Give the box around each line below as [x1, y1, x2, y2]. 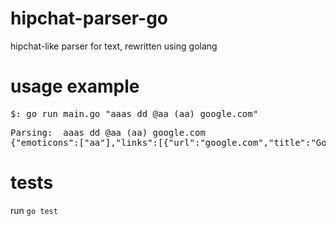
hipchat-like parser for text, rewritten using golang [10, 40, 218, 52]
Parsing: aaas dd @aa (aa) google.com [10, 127, 206, 138]
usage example [10, 75, 140, 98]
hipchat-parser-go [10, 7, 168, 30]
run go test [10, 204, 58, 216]
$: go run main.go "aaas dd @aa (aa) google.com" [10, 108, 259, 119]
